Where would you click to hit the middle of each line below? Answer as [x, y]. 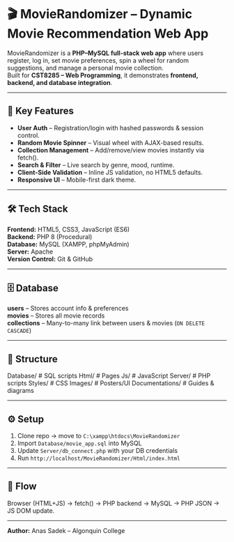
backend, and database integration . [60, 82]
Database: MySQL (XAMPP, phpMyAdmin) [69, 244]
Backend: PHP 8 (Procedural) [50, 237]
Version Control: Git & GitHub [50, 258]
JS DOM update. [31, 511]
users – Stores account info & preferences [68, 309]
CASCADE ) [19, 331]
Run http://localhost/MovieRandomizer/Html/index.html [99, 458]
